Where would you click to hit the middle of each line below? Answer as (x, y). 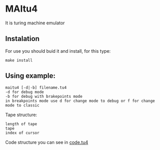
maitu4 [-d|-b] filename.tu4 (36, 87)
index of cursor (22, 133)
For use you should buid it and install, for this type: (58, 51)
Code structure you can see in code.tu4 (47, 142)
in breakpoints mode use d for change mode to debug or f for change (80, 101)
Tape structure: (21, 115)
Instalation (22, 39)
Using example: (30, 76)
